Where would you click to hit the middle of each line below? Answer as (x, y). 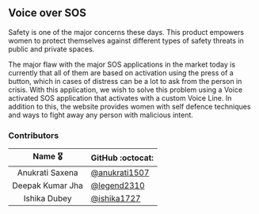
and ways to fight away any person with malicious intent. (101, 115)
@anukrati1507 (120, 173)
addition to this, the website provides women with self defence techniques (129, 106)
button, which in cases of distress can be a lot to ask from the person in (125, 81)
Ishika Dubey (48, 199)
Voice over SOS (48, 13)
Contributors (34, 136)
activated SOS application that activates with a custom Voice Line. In (120, 97)
